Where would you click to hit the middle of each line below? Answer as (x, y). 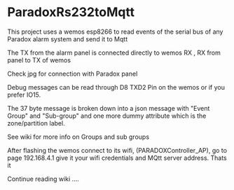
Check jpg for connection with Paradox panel (73, 74)
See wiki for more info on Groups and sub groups (78, 137)
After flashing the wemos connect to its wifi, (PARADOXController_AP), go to (117, 150)
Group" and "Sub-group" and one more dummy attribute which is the (107, 116)
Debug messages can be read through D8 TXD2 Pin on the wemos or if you (116, 87)
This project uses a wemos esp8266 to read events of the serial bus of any (115, 32)
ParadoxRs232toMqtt (71, 12)
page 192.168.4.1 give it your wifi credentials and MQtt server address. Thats (117, 158)
